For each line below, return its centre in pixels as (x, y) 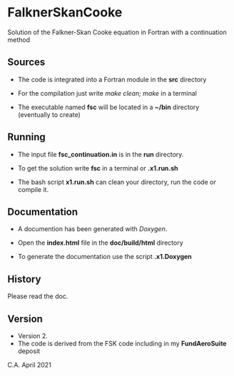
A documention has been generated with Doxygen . (92, 229)
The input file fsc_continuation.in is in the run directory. (101, 154)
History (24, 279)
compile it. (33, 189)
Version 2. (33, 336)
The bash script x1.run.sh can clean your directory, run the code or (117, 182)
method (19, 39)
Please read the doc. (38, 296)
